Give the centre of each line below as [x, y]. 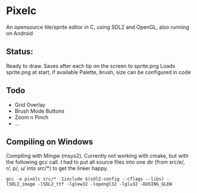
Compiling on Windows [50, 142]
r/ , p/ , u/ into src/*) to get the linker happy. [57, 168]
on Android [20, 33]
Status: [20, 52]
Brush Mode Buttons [39, 111]
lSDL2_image [21, 184]
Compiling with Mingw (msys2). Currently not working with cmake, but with [97, 156]
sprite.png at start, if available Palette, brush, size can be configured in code [98, 72]
